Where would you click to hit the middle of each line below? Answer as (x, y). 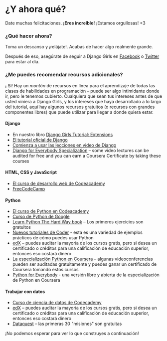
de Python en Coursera (36, 280)
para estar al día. (22, 62)
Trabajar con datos (25, 291)
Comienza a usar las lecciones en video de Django (64, 145)
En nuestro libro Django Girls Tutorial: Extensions (63, 134)
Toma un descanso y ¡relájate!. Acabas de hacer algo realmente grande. (79, 47)
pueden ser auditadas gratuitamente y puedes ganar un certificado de (84, 264)
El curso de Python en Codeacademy (51, 211)
